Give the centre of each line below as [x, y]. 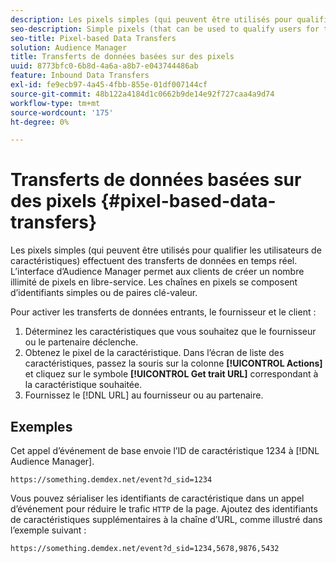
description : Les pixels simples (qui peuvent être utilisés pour [151, 19]
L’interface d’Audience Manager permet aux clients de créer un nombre [157, 272]
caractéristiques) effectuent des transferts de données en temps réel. [154, 261]
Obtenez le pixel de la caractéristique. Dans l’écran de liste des [154, 353]
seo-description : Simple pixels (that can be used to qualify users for [165, 29]
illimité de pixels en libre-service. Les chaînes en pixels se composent [154, 282]
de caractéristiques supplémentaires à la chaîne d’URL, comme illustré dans [166, 519]
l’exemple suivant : [48, 530]
